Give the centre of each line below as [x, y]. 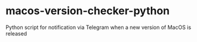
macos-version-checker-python [88, 11]
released [16, 33]
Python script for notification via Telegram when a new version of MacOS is [98, 27]
